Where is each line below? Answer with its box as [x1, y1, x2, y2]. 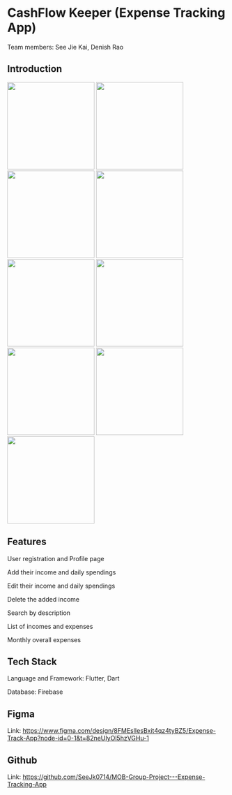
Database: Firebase [7, 688, 63, 696]
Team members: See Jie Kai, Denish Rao [7, 43, 124, 51]
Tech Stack [7, 655, 57, 667]
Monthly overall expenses [7, 635, 82, 644]
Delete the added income [7, 595, 80, 603]
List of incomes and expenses [7, 622, 93, 630]
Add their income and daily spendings [7, 567, 116, 577]
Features [7, 536, 47, 548]
